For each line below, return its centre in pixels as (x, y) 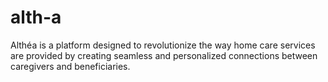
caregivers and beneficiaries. (70, 66)
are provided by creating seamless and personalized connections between (164, 55)
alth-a (36, 17)
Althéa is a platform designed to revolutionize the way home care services (163, 45)
